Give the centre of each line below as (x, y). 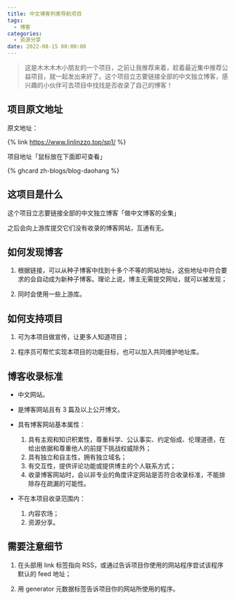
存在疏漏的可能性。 (62, 484)
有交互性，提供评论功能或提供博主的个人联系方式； (102, 466)
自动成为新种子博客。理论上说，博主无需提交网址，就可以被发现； (132, 279)
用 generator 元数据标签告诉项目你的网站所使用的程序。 (98, 589)
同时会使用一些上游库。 (51, 294)
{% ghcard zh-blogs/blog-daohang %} (63, 171)
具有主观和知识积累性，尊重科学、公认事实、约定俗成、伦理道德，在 (127, 440)
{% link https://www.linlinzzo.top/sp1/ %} (67, 142)
